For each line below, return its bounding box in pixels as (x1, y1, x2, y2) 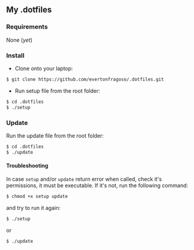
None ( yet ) (6, 36, 33, 44)
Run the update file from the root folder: (6, 132, 104, 139)
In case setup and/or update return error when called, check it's (6, 175, 162, 182)
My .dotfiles (6, 5, 52, 15)
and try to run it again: (6, 204, 61, 211)
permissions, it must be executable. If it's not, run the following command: (6, 182, 189, 189)
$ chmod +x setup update (6, 193, 68, 199)
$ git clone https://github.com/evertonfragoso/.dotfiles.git (6, 76, 164, 83)
